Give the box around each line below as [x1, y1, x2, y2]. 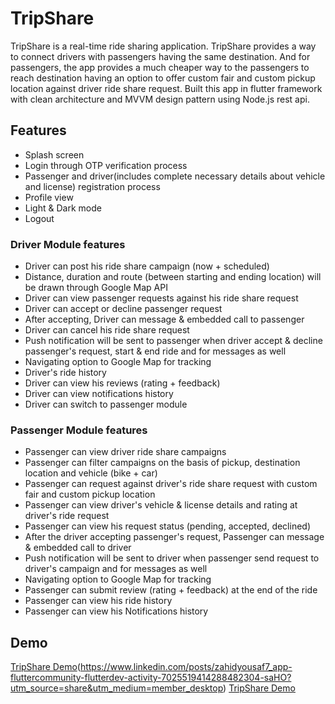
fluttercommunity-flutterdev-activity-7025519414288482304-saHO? [10, 672, 292, 684]
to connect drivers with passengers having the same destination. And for [10, 50, 311, 62]
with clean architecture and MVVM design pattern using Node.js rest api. [10, 93, 310, 105]
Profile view [24, 191, 74, 203]
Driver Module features [10, 237, 126, 251]
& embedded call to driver [24, 542, 132, 554]
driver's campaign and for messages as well [24, 563, 208, 575]
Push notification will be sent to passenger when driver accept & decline [24, 335, 323, 347]
